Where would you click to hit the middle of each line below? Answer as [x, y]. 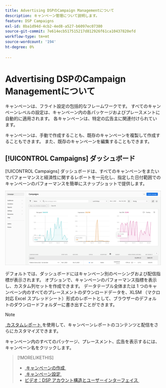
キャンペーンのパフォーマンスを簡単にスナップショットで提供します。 [76, 184]
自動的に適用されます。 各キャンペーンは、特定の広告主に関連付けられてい [81, 118]
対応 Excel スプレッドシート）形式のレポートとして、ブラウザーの [72, 298]
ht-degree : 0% [20, 47]
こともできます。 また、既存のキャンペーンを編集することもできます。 [81, 141]
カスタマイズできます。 [37, 331]
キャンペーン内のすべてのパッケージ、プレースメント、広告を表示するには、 [83, 341]
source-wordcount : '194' [31, 42]
